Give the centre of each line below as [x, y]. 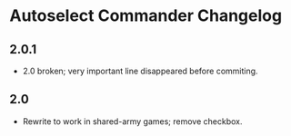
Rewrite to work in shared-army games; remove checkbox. [132, 121]
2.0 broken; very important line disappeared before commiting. [140, 71]
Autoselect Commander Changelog [146, 16]
